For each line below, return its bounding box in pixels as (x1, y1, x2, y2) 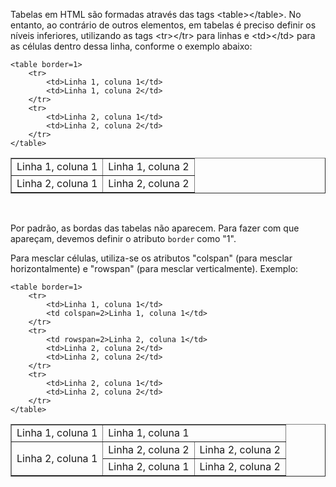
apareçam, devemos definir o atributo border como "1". (10, 233, 237, 244)
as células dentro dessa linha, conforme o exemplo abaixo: (10, 40, 253, 52)
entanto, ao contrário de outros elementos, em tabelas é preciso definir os (10, 19, 317, 31)
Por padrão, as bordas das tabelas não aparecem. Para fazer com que (10, 222, 300, 234)
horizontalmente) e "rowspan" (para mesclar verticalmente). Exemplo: (10, 263, 299, 274)
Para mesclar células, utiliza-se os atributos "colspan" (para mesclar (10, 252, 293, 264)
